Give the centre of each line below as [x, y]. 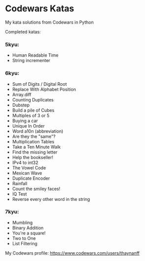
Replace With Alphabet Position [44, 89]
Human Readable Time [35, 55]
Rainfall [20, 183]
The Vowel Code [29, 167]
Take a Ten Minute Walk [36, 147]
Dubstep [21, 105]
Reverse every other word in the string [51, 199]
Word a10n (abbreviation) [38, 131]
